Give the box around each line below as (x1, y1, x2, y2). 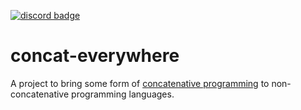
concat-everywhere (10, 45, 180, 67)
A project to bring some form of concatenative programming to (10, 77, 270, 89)
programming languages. (71, 88, 175, 100)
